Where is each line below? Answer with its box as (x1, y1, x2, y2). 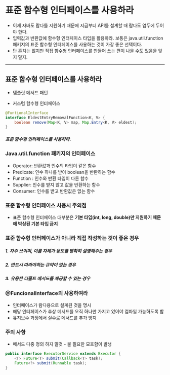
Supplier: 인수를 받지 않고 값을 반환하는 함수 (12, 181, 100, 188)
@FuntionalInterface (5, 110, 49, 116)
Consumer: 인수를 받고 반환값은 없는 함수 (12, 188, 95, 194)
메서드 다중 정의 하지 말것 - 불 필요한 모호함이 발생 (12, 341, 112, 347)
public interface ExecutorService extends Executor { (5, 351, 121, 356)
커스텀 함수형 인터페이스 (12, 100, 61, 106)
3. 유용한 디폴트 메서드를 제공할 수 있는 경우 (5, 276, 91, 282)
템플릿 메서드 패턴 (12, 89, 48, 95)
